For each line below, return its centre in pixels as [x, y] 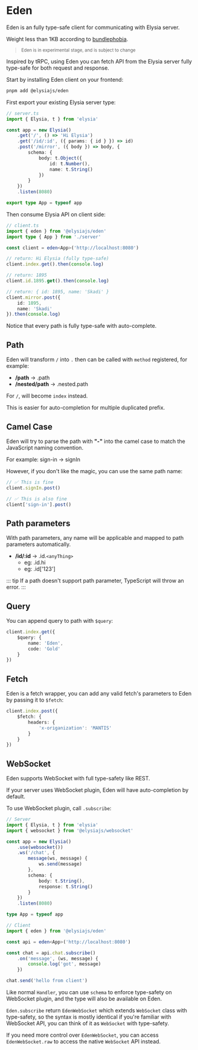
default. [16, 797]
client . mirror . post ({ [34, 297]
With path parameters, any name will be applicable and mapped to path [95, 538]
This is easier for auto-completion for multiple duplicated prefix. [86, 408]
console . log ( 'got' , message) [65, 964]
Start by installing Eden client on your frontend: [65, 79]
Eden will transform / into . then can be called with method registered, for [97, 360]
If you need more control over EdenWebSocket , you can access [82, 1035]
